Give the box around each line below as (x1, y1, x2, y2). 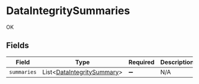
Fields (6, 41, 30, 51)
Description (160, 58, 194, 66)
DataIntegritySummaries (6, 4, 130, 18)
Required (128, 58, 155, 66)
